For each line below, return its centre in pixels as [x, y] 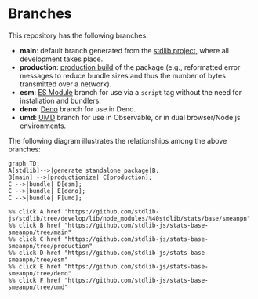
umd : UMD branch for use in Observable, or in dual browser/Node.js [130, 117]
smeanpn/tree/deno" [40, 273]
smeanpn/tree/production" [50, 246]
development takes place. [61, 59]
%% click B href [35, 225]
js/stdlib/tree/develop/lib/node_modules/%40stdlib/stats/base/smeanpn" [129, 218]
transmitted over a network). [65, 84]
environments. [43, 126]
